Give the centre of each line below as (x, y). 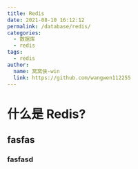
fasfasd (20, 159)
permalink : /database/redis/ (49, 26)
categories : (24, 33)
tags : (15, 52)
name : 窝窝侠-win (37, 71)
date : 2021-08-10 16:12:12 (46, 20)
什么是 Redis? (47, 114)
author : (18, 65)
